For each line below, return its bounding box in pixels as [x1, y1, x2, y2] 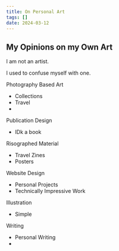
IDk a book [14, 128, 42, 136]
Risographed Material [6, 140, 59, 147]
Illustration [6, 199, 32, 206]
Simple [14, 210, 32, 218]
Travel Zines [14, 152, 46, 159]
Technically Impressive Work [14, 188, 86, 195]
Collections [14, 93, 43, 100]
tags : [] [6, 14, 28, 20]
